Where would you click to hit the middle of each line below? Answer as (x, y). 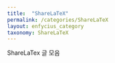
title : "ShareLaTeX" (38, 13)
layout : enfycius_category (46, 26)
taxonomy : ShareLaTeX (38, 33)
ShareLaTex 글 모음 (34, 53)
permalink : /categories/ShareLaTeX (58, 20)
